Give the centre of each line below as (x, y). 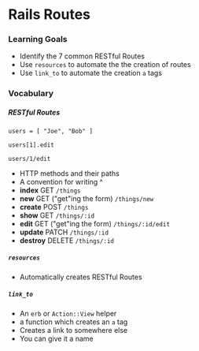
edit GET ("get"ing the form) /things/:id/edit (95, 224)
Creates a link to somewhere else (74, 330)
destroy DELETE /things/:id (66, 241)
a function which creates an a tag (74, 322)
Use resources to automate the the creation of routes (105, 65)
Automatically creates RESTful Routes (81, 277)
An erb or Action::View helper (68, 314)
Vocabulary (31, 94)
